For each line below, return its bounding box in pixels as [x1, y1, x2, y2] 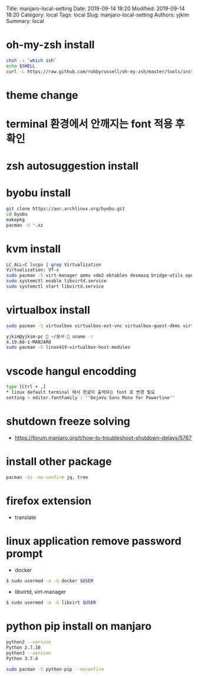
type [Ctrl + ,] [6, 384, 46, 390]
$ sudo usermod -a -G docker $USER [6, 578, 94, 584]
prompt [6, 547, 43, 560]
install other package [6, 455, 112, 468]
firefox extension [6, 494, 92, 508]
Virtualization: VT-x [6, 267, 60, 273]
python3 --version [6, 650, 51, 656]
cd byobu [6, 211, 28, 217]
